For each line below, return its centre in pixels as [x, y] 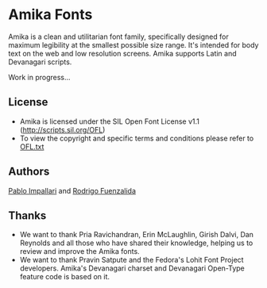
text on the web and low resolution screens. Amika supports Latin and [122, 53]
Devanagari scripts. [40, 62]
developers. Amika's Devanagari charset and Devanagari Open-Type [132, 268]
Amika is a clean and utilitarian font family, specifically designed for [118, 36]
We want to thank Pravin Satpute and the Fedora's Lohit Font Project [132, 260]
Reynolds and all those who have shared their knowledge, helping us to [136, 243]
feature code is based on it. [64, 277]
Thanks [27, 215]
